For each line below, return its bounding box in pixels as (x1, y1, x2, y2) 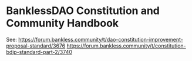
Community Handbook (6, 16, 119, 30)
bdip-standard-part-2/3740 (6, 48, 72, 55)
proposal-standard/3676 (6, 42, 66, 49)
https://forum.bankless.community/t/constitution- (66, 42, 186, 49)
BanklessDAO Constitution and (6, 4, 160, 18)
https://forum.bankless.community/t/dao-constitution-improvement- (18, 36, 183, 43)
